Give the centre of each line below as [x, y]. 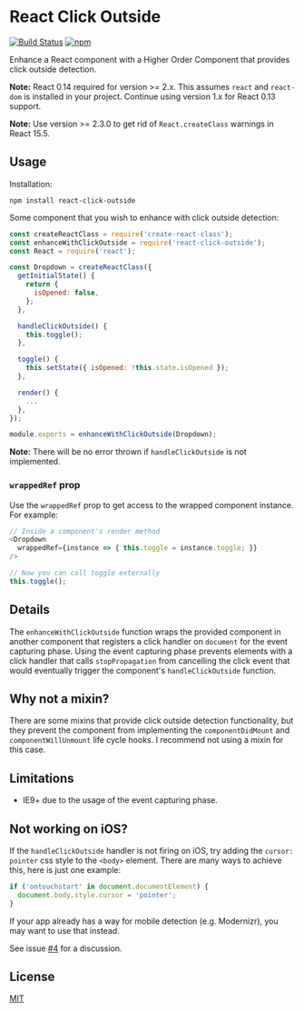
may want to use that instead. [64, 930]
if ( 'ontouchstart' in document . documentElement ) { [109, 887]
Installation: [31, 184]
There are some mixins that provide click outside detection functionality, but [152, 721]
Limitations [42, 778]
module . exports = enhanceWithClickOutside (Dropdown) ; [113, 435]
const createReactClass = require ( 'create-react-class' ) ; [121, 234]
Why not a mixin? [59, 699]
